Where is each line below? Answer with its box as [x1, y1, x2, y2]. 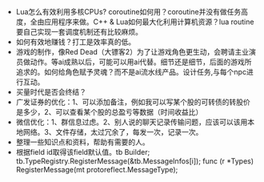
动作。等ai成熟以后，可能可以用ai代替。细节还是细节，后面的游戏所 [30, 57, 252, 67]
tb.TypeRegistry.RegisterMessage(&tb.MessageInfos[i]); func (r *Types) [15, 156, 254, 166]
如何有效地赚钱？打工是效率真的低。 [15, 37, 136, 47]
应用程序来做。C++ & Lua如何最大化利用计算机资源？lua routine [43, 17, 254, 26]
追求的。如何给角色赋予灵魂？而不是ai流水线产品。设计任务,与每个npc [15, 67, 246, 76]
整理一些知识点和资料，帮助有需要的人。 [15, 137, 150, 147]
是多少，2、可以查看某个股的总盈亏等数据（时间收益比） [15, 107, 203, 116]
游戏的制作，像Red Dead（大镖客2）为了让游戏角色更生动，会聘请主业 [15, 47, 250, 56]
